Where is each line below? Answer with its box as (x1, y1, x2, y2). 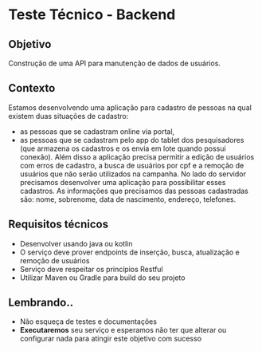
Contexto (8, 81, 56, 95)
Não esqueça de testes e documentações (19, 317, 158, 326)
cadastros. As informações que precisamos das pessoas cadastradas (19, 186, 248, 195)
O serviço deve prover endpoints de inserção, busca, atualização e (19, 247, 240, 257)
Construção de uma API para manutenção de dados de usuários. (8, 58, 221, 68)
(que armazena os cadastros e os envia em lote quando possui (19, 144, 226, 153)
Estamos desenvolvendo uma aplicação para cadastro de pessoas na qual (8, 102, 252, 112)
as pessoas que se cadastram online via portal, (19, 126, 175, 136)
